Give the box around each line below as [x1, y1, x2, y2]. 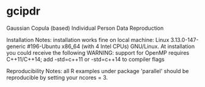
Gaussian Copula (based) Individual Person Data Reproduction [6, 24, 164, 32]
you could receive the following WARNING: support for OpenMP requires [6, 49, 190, 56]
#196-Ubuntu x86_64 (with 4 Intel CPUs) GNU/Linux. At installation [26, 43, 195, 50]
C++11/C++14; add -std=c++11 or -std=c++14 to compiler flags [6, 55, 165, 63]
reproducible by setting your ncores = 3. [6, 74, 108, 81]
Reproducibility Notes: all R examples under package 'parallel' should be [6, 67, 189, 74]
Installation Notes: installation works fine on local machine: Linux [6, 36, 170, 43]
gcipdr [6, 4, 41, 18]
